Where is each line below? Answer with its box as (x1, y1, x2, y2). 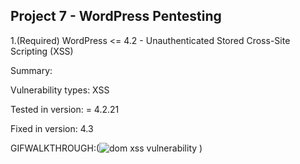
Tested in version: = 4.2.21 (10, 103, 120, 115)
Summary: (10, 64, 53, 76)
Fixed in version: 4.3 (10, 122, 94, 134)
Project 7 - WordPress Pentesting (10, 8, 222, 25)
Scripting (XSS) (10, 45, 74, 57)
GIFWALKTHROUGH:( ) (10, 142, 203, 154)
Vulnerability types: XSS (10, 84, 110, 96)
